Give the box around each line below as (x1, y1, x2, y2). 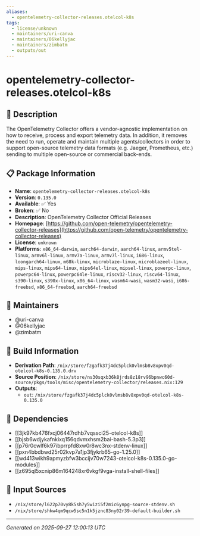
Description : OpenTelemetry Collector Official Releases (14, 213, 152, 220)
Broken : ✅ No (14, 207, 49, 214)
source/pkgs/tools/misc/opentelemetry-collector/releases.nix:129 (14, 379, 183, 386)
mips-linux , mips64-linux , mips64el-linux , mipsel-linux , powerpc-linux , (14, 264, 192, 271)
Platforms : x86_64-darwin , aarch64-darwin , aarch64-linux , (14, 245, 157, 252)
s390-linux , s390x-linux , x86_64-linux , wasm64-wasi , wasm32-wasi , (14, 276, 176, 283)
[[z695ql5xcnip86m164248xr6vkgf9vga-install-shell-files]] (14, 468, 160, 474)
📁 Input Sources (6, 485, 67, 495)
